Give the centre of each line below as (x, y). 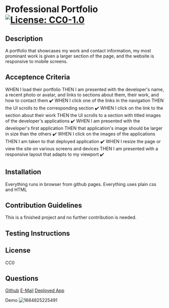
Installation (23, 172)
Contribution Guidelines (44, 205)
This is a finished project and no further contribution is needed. (71, 217)
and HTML (16, 190)
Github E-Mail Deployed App (35, 290)
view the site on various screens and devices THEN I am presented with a (82, 148)
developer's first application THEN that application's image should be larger (84, 128)
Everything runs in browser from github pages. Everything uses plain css (81, 184)
